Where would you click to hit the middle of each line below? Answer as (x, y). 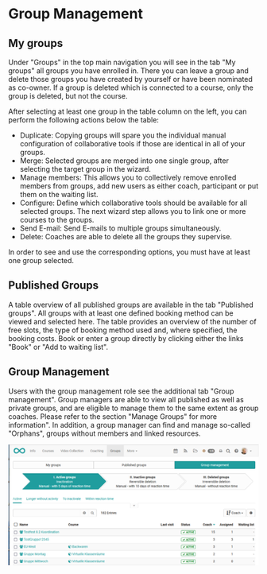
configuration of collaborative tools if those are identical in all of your (133, 143)
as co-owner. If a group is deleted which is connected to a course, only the (131, 87)
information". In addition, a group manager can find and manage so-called (130, 425)
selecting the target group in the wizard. (85, 169)
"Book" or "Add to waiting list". (58, 347)
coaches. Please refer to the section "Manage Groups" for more (113, 416)
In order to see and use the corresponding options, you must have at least (129, 252)
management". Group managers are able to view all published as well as (126, 399)
